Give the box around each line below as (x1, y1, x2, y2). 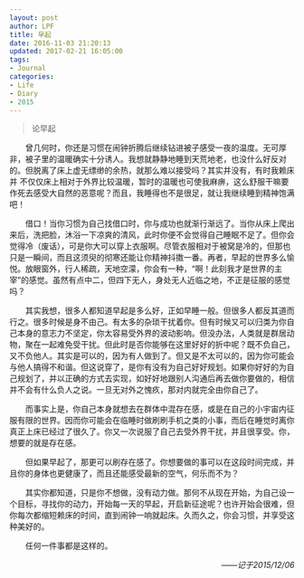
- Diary (9, 89, 39, 98)
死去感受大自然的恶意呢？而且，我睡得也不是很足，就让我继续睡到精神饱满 (16, 187, 295, 199)
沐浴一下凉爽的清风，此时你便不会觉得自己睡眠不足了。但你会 (64, 230, 295, 241)
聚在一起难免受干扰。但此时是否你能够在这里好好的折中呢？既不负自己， (24, 339, 295, 350)
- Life (9, 81, 34, 90)
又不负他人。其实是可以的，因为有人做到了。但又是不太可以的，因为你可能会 (9, 350, 295, 362)
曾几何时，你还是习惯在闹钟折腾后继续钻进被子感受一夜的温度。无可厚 (25, 142, 287, 154)
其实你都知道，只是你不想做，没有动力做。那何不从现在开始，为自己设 (25, 488, 287, 498)
